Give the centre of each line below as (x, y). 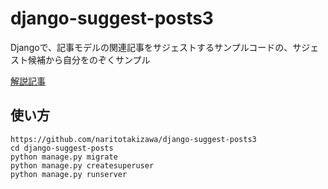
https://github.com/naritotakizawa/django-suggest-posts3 (133, 139)
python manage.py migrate (64, 157)
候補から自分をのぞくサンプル (89, 59)
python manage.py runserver (69, 174)
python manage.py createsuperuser (82, 165)
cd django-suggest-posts (62, 148)
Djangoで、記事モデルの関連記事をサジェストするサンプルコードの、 (151, 47)
